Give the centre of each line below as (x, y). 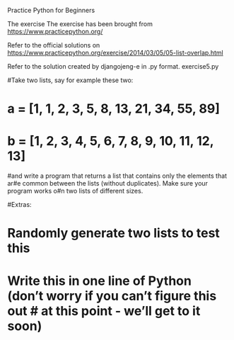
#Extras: (19, 205)
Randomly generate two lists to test (114, 233)
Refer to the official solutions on (54, 45)
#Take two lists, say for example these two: (70, 80)
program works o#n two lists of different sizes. (75, 191)
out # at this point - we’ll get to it (104, 311)
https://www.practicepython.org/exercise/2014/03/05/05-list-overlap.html (116, 53)
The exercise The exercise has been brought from (80, 24)
